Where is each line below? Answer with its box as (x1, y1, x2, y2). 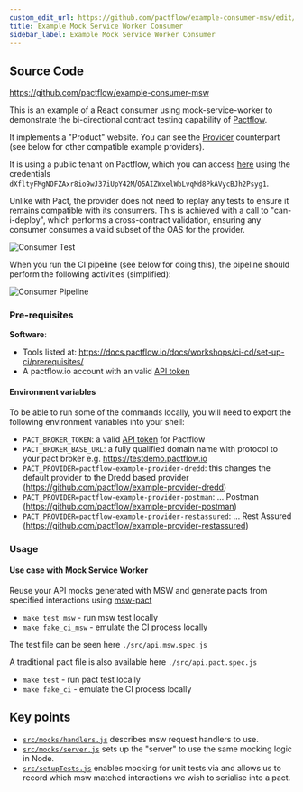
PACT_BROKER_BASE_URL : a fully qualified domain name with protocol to (22, 443, 278, 454)
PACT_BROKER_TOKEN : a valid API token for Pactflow (22, 434, 206, 445)
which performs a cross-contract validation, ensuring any (47, 215, 262, 226)
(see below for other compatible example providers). (9, 142, 205, 152)
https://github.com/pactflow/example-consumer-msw (9, 87, 210, 98)
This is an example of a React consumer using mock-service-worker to (9, 105, 273, 115)
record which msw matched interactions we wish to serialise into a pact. (22, 772, 291, 783)
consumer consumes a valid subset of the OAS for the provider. (9, 225, 245, 235)
